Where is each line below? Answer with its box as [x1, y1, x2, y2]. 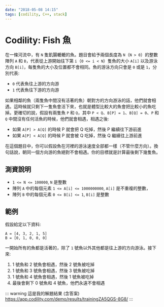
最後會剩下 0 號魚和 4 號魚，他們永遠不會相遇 [12, 280, 105, 286]
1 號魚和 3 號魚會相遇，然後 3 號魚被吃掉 [12, 268, 95, 274]
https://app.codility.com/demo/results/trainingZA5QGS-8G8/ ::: [5, 296, 133, 302]
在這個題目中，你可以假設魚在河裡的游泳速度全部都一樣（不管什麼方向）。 [5, 143, 154, 149]
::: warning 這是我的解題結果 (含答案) [5, 291, 80, 297]
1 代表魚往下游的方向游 [12, 87, 59, 93]
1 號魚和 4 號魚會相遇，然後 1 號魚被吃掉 [12, 274, 94, 280]
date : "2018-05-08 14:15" [5, 7, 58, 12]
